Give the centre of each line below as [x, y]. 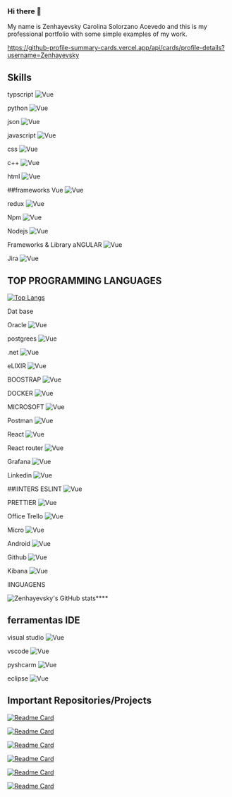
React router [25, 448]
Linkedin [20, 475]
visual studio [26, 637]
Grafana [19, 461]
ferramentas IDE [44, 620]
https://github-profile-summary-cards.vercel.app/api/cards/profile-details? [116, 48]
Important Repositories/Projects [79, 701]
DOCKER [20, 393]
